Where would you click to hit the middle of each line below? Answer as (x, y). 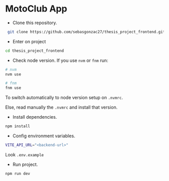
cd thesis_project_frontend (35, 51)
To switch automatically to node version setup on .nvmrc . (64, 98)
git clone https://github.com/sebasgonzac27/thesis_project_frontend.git (86, 32)
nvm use (13, 74)
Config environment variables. (44, 136)
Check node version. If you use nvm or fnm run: (60, 60)
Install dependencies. (35, 117)
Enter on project (29, 41)
